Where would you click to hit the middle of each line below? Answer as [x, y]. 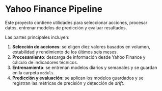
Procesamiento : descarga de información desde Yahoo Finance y [79, 57]
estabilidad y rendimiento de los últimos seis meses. [65, 52]
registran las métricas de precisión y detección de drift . [68, 83]
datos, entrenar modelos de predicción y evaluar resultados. [66, 27]
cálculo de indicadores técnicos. [45, 62]
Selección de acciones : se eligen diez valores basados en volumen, [81, 46]
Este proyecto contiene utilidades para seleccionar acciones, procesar [76, 23]
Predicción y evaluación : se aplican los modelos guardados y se [78, 78]
